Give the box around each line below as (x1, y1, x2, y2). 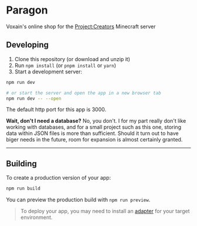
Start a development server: (14, 68, 82, 75)
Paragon (6, 4, 48, 17)
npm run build (6, 185, 41, 191)
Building (6, 158, 37, 168)
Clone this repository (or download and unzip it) (14, 55, 131, 62)
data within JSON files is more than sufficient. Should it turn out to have (6, 130, 179, 137)
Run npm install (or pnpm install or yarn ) (14, 62, 116, 69)
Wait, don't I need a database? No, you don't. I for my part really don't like (6, 117, 186, 124)
